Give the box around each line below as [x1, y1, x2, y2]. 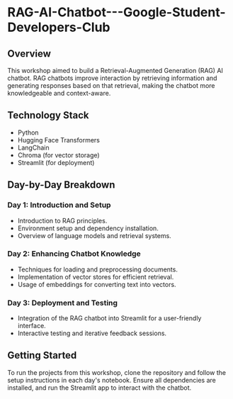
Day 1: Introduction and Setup [7, 200, 111, 210]
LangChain [17, 143, 50, 152]
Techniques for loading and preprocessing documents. [17, 265, 178, 274]
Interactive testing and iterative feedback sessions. [17, 329, 167, 337]
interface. [17, 322, 46, 330]
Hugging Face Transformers [17, 135, 101, 144]
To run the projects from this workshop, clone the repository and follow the [7, 368, 227, 376]
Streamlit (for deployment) [17, 158, 95, 167]
